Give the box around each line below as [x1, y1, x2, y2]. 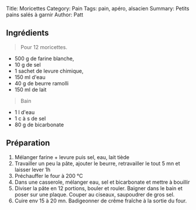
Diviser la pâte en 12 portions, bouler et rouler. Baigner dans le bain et [14, 184, 183, 192]
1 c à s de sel [14, 115, 46, 122]
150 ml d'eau [14, 73, 46, 81]
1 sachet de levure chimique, [14, 67, 84, 74]
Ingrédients [6, 28, 49, 38]
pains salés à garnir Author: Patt [6, 11, 84, 18]
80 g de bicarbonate [14, 121, 64, 128]
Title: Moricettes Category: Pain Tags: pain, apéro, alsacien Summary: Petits [6, 5, 190, 12]
